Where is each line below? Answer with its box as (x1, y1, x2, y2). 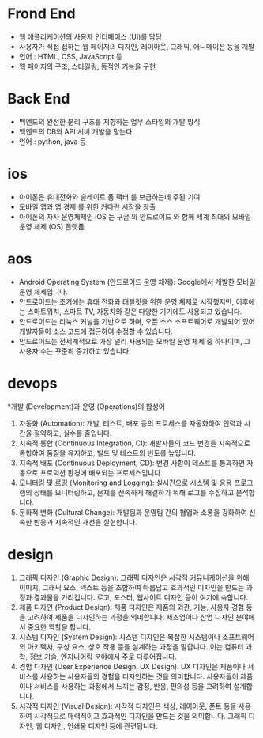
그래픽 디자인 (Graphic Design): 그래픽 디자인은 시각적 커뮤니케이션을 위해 (18, 573, 250, 582)
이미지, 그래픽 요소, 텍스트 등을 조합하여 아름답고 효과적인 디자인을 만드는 (18, 582, 245, 592)
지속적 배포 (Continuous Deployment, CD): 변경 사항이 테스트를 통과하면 (18, 458, 246, 467)
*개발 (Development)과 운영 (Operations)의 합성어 (7, 401, 166, 411)
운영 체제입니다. (18, 286, 68, 297)
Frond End (7, 5, 76, 23)
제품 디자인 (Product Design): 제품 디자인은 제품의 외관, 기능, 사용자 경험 (18, 602, 245, 611)
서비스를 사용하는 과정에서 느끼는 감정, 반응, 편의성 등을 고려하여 (33, 681, 232, 691)
